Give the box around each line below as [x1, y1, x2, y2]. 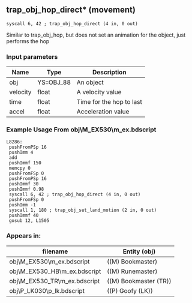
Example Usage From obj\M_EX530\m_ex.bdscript [6, 125, 157, 134]
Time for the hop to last [76, 98, 143, 106]
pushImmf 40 [8, 212, 39, 218]
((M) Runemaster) [107, 267, 158, 275]
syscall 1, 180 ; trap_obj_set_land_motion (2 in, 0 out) [8, 207, 157, 214]
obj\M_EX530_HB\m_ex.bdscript [9, 267, 101, 275]
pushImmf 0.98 [8, 186, 44, 193]
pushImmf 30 [8, 181, 39, 187]
